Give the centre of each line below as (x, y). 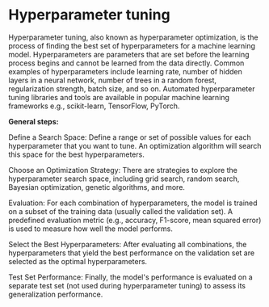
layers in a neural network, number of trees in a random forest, (112, 80)
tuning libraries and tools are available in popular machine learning (119, 97)
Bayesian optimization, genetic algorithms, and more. (97, 187)
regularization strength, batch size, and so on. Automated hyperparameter (132, 88)
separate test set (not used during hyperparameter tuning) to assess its (127, 285)
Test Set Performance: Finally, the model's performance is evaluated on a (130, 277)
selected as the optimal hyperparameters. (78, 261)
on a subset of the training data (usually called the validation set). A (120, 211)
